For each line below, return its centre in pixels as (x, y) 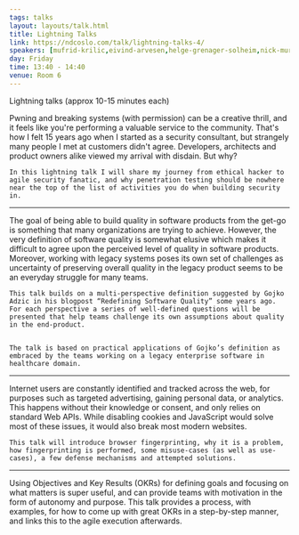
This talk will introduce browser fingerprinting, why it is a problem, (147, 442)
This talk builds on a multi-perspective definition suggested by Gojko (147, 293)
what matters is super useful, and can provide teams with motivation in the (146, 492)
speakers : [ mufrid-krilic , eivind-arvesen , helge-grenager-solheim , (135, 51)
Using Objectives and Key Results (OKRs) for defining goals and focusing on (149, 482)
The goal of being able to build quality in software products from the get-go (148, 220)
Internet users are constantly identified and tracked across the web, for (140, 388)
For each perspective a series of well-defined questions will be (135, 309)
